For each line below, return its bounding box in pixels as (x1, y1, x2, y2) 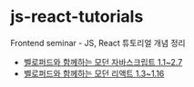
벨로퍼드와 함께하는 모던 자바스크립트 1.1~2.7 (23, 56, 183, 67)
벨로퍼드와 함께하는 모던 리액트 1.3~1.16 (23, 68, 165, 79)
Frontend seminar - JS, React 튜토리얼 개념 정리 (10, 37, 186, 48)
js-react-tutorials (10, 6, 144, 27)
